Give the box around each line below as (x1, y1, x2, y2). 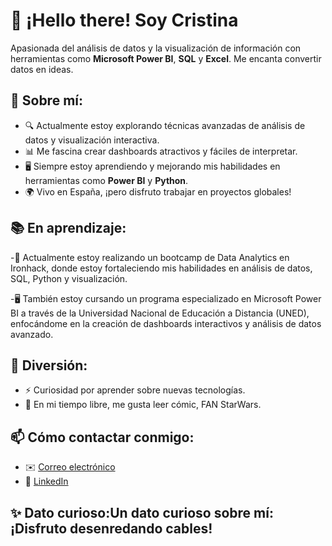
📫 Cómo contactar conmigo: (10, 429, 195, 446)
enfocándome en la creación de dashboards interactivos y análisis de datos (10, 317, 322, 329)
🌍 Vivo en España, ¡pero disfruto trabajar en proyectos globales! (24, 185, 292, 198)
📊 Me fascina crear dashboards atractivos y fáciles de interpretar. (24, 145, 298, 157)
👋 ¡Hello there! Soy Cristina (10, 9, 239, 32)
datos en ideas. (10, 63, 74, 75)
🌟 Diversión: (10, 357, 88, 374)
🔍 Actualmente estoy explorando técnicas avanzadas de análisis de (24, 119, 306, 131)
